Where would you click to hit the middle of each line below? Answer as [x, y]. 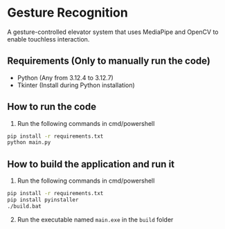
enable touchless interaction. [48, 39]
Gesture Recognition [67, 13]
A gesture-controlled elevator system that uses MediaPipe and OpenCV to [113, 32]
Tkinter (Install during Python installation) [76, 85]
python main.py [29, 143]
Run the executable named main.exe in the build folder [95, 219]
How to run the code [52, 107]
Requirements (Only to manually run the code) [109, 61]
